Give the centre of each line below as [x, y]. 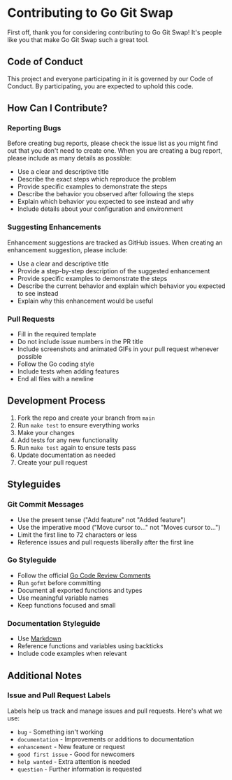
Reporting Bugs [34, 128]
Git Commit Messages [45, 505]
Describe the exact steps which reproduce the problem [97, 179]
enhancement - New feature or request [71, 746]
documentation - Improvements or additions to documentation [106, 739]
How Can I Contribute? [58, 108]
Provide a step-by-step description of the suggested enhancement [114, 271]
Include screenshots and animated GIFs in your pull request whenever [118, 349]
